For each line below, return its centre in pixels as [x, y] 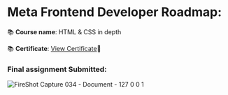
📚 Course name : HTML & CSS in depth [64, 31]
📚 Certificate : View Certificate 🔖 [54, 48]
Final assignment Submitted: [57, 69]
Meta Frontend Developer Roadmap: [115, 12]
